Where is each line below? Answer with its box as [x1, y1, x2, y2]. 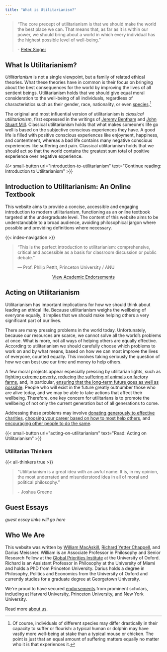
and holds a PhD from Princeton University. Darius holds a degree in [5, 565, 145, 571]
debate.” [17, 254, 35, 260]
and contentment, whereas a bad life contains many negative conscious [5, 137, 153, 143]
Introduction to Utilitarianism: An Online [5, 183, 131, 191]
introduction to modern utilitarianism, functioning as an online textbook [5, 209, 150, 215]
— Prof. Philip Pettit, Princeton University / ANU [17, 264, 115, 270]
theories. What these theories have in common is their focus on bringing [5, 79, 153, 85]
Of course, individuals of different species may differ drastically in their [12, 620, 158, 626]
